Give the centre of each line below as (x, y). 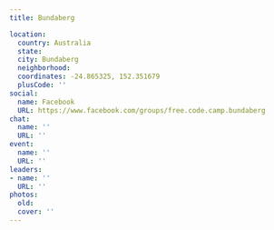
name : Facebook (46, 102)
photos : (24, 195)
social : (24, 93)
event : (22, 145)
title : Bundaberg (42, 18)
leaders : (26, 169)
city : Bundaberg (48, 60)
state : (30, 51)
